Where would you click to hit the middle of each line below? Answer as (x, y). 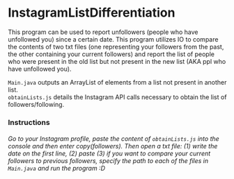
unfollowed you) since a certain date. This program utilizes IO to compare (113, 39)
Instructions (29, 122)
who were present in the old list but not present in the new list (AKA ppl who (117, 61)
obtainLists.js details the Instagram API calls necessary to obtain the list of (117, 97)
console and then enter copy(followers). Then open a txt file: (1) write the (113, 146)
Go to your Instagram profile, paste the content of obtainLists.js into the (114, 139)
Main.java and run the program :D (56, 169)
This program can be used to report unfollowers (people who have (103, 32)
